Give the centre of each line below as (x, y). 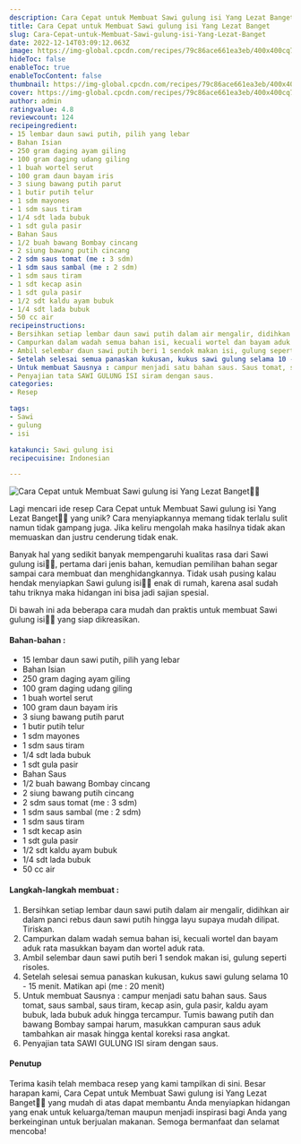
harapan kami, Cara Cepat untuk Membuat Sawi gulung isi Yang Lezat (138, 1093)
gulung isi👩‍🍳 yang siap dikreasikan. (75, 620)
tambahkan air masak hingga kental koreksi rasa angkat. (126, 1033)
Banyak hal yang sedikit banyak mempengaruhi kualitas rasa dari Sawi (139, 555)
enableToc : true (39, 68)
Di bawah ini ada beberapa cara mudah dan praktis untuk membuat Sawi (143, 610)
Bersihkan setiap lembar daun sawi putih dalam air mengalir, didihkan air (155, 909)
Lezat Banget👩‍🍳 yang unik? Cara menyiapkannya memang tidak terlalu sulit (149, 518)
